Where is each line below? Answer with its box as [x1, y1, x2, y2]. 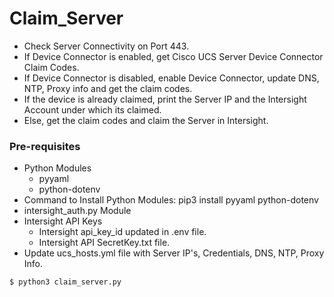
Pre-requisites [9, 139, 81, 153]
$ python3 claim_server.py [9, 277, 122, 287]
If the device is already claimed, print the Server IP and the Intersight [23, 93, 307, 105]
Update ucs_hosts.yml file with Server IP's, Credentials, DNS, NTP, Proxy [23, 247, 325, 259]
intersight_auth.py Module [23, 205, 132, 217]
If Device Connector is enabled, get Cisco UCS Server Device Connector [23, 50, 324, 62]
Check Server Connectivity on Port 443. [23, 40, 190, 52]
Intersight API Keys [23, 215, 103, 227]
